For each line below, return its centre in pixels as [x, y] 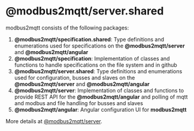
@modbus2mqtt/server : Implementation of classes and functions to [99, 90]
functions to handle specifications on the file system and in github [96, 65]
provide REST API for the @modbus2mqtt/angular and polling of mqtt [101, 97]
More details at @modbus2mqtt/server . [54, 121]
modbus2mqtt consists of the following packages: [67, 28]
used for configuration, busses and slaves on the [75, 78]
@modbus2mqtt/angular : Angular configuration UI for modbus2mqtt [100, 109]
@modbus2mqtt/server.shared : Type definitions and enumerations [98, 71]
